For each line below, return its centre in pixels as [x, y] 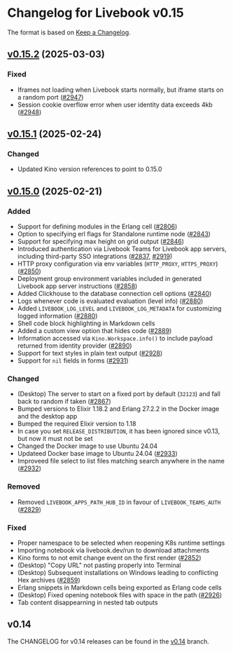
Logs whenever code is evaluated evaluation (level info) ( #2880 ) [110, 301]
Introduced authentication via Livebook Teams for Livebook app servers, [122, 249]
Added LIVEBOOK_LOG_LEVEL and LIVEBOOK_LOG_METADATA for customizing [119, 308]
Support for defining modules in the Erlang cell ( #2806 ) [97, 226]
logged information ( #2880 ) [57, 316]
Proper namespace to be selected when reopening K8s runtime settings [121, 543]
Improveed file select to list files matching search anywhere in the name [121, 461]
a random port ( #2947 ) [50, 97]
